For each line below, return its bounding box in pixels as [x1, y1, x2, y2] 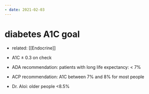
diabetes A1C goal [4, 28, 80, 40]
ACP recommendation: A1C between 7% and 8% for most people [11, 74, 145, 80]
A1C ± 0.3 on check [11, 54, 52, 60]
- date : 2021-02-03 [4, 7, 45, 12]
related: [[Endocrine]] [11, 45, 56, 51]
